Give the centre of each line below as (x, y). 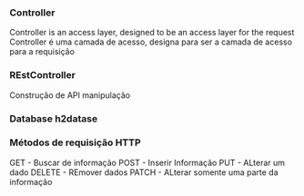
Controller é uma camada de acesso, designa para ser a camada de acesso (151, 42)
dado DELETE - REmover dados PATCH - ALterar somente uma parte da (144, 172)
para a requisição (42, 52)
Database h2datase (54, 118)
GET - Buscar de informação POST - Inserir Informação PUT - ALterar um (147, 162)
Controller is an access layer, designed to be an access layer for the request (152, 33)
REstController (42, 75)
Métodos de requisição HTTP (75, 142)
